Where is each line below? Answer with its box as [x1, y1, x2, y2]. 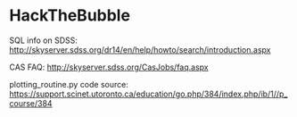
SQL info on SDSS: [9, 35, 78, 46]
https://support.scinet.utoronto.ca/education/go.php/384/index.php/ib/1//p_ [9, 88, 288, 99]
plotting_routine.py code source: [9, 79, 129, 89]
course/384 [9, 97, 53, 108]
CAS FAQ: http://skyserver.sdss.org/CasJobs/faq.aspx [9, 62, 209, 72]
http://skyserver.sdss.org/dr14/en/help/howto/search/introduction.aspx [9, 44, 271, 54]
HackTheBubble [9, 5, 131, 26]
